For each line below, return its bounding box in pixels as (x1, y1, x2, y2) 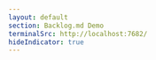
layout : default (8, 12, 68, 22)
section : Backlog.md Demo (8, 21, 104, 30)
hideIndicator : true (8, 37, 85, 47)
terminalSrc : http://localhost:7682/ (8, 29, 148, 38)
